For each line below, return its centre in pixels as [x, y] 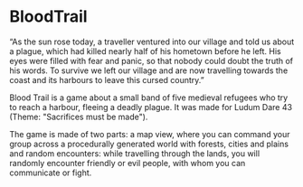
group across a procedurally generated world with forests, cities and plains [149, 144]
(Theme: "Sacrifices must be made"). [79, 117]
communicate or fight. [51, 173]
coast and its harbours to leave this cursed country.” [107, 79]
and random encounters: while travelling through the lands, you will [135, 153]
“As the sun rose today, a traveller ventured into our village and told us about [152, 42]
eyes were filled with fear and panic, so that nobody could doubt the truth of [151, 61]
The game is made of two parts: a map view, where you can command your [150, 134]
